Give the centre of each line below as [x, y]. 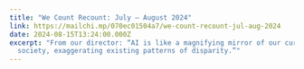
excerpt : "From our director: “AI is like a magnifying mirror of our [145, 43]
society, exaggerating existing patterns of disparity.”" [129, 51]
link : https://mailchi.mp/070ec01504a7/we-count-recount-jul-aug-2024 [145, 26]
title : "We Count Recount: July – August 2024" [101, 17]
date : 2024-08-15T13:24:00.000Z [70, 34]
